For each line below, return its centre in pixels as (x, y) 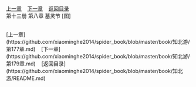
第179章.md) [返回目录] (36, 64)
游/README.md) (26, 78)
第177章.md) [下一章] (33, 49)
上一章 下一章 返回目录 (38, 8)
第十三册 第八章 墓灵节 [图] (39, 16)
